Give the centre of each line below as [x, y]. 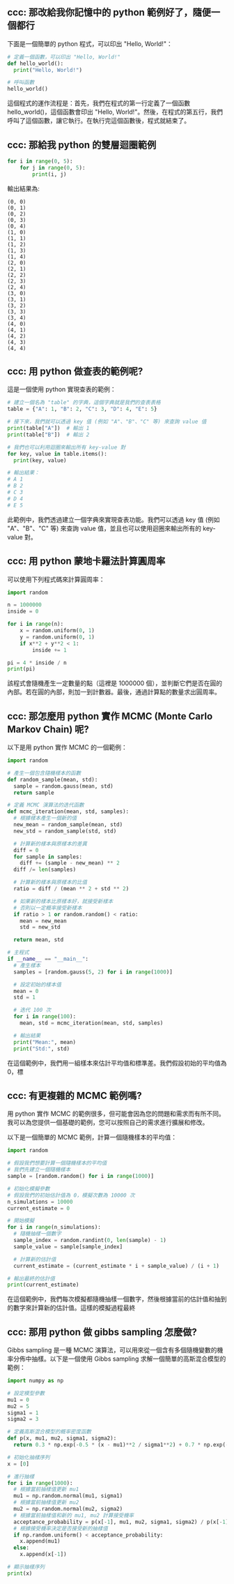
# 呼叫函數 [21, 82]
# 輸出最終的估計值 [31, 1278]
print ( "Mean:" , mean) [45, 1042]
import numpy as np [36, 1381]
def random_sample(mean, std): [53, 779]
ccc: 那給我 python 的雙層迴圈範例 [82, 145]
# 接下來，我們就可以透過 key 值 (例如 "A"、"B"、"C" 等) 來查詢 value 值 [107, 422]
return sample [34, 793]
